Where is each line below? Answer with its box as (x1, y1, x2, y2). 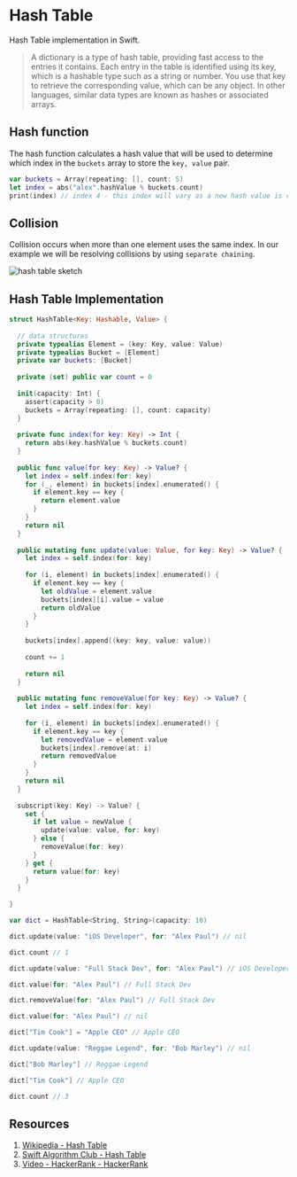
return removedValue (41, 752, 117, 760)
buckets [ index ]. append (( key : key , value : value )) (25, 636, 212, 645)
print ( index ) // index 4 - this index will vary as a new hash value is (9, 191, 283, 200)
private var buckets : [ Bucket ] (17, 356, 133, 365)
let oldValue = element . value (41, 587, 152, 596)
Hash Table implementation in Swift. (9, 35, 141, 45)
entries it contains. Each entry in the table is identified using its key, (30, 61, 277, 72)
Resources (9, 1116, 70, 1131)
